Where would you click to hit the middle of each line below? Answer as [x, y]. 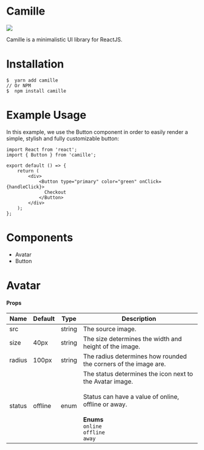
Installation [35, 64]
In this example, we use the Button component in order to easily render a [97, 132]
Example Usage [46, 115]
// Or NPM [19, 86]
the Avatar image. [108, 382]
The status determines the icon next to [138, 374]
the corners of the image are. [124, 364]
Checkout [56, 192]
